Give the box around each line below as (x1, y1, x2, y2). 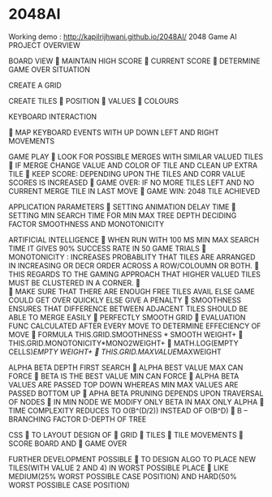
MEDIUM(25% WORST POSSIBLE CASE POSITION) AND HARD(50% (8, 471, 237, 481)
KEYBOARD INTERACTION (8, 111, 97, 122)
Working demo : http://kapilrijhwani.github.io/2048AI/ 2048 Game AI (8, 32, 237, 41)
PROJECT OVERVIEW (8, 40, 80, 49)
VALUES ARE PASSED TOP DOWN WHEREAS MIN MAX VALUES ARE (8, 379, 239, 389)
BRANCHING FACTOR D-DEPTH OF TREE (8, 414, 147, 424)
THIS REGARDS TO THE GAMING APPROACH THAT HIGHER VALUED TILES (8, 269, 261, 279)
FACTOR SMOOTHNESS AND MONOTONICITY (8, 219, 165, 229)
